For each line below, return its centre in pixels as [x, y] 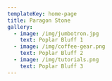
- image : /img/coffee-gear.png [60, 46]
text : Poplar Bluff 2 [51, 54]
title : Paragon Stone [39, 20]
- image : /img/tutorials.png [56, 60]
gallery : [20, 27]
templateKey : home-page [42, 14]
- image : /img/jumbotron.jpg [56, 33]
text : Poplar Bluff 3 [51, 66]
